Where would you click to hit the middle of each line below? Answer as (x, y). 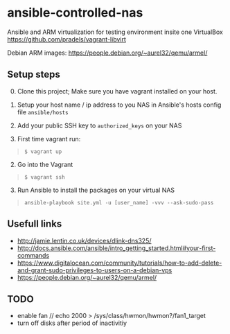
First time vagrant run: (49, 139)
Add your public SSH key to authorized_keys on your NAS (99, 125)
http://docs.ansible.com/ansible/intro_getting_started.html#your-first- (116, 248)
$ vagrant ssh (44, 177)
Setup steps (34, 74)
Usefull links (35, 224)
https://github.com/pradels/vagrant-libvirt (67, 39)
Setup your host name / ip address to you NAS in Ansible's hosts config (119, 105)
